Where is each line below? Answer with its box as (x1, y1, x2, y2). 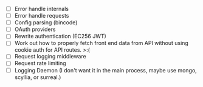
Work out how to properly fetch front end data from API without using (14, 40, 189, 47)
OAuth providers (14, 26, 56, 33)
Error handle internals (14, 5, 69, 12)
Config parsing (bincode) (14, 19, 78, 26)
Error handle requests (14, 12, 69, 19)
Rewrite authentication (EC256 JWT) (14, 33, 107, 40)
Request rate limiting (14, 60, 66, 67)
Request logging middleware (14, 53, 86, 60)
